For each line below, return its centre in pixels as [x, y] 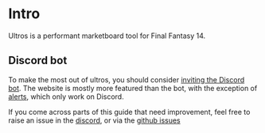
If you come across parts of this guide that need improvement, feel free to [129, 112]
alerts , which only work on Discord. [66, 97]
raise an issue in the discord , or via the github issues [94, 120]
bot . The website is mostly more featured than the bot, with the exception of [133, 88]
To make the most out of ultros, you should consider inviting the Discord [127, 79]
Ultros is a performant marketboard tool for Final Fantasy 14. [107, 36]
